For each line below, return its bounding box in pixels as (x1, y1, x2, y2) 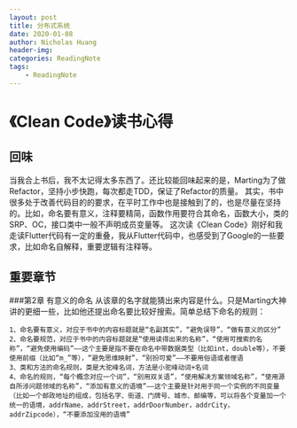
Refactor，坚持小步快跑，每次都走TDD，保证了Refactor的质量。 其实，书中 (9, 185, 284, 196)
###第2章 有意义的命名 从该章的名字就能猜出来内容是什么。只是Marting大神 (9, 294, 286, 306)
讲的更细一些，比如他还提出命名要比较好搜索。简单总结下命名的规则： (9, 306, 266, 316)
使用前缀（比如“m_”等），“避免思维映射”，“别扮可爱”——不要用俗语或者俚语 (9, 354, 244, 362)
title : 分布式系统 (9, 21, 71, 30)
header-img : (9, 46, 53, 55)
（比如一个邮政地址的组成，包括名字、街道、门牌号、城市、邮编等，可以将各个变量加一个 (9, 391, 286, 400)
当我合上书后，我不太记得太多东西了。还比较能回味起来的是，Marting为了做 (9, 175, 286, 185)
